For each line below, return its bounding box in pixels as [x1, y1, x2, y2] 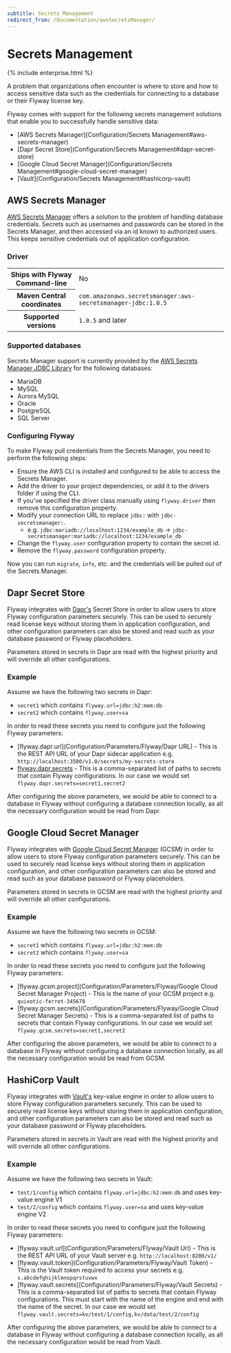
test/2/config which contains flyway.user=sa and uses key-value [16, 1203, 204, 1211]
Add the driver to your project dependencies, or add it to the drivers [16, 482, 210, 490]
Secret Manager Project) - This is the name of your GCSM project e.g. [16, 990, 215, 998]
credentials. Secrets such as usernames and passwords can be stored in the [7, 220, 224, 228]
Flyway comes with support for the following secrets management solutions [7, 110, 222, 118]
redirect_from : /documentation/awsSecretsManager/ [7, 17, 155, 23]
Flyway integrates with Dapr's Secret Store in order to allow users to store [7, 605, 217, 613]
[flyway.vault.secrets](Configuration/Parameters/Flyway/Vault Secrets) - [16, 1281, 223, 1289]
